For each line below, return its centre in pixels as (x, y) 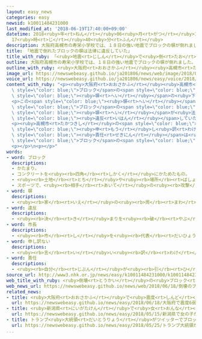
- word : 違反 (22, 208)
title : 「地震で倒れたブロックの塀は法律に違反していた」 (69, 51)
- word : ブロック (26, 157)
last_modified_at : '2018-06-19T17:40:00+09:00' (67, 29)
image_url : (20, 73)
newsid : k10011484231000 (37, 23)
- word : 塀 (20, 191)
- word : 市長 (22, 225)
